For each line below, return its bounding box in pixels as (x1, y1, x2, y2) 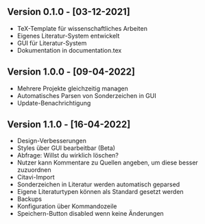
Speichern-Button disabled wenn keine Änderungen (16, 210, 165, 218)
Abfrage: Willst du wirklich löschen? (16, 151, 119, 160)
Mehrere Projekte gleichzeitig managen (16, 84, 129, 92)
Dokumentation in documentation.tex (16, 46, 122, 54)
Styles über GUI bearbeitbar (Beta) (16, 144, 115, 152)
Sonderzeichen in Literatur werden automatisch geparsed (16, 180, 180, 188)
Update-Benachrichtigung (16, 99, 91, 107)
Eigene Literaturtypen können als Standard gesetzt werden (16, 188, 184, 196)
